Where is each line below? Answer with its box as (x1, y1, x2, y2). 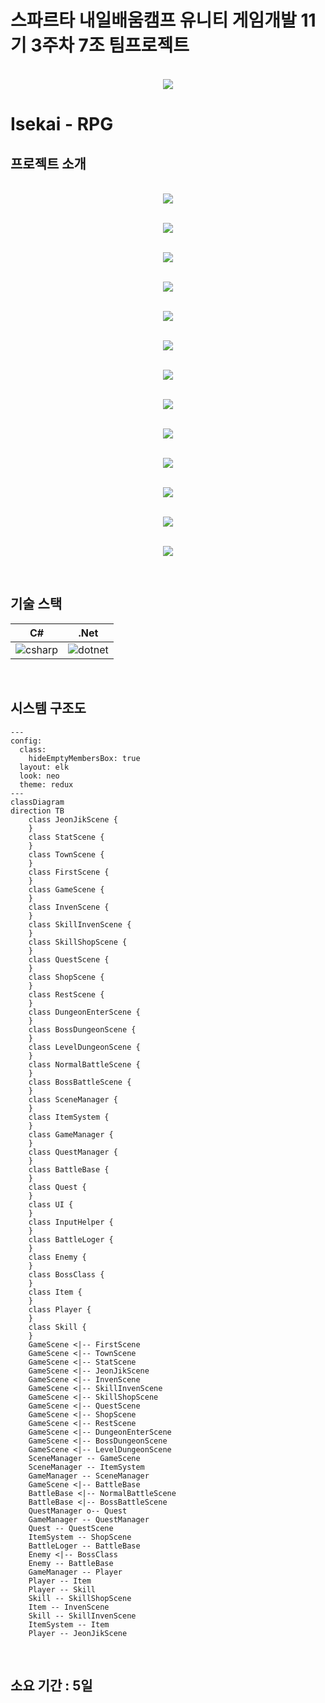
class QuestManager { (28, 1147, 118, 1157)
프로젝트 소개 (10, 155, 87, 172)
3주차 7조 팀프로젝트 (30, 34, 190, 57)
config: (10, 736, 43, 746)
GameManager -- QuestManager (28, 1514, 150, 1525)
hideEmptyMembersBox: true (28, 753, 141, 763)
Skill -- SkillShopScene (28, 1593, 132, 1603)
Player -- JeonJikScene (28, 1628, 128, 1638)
